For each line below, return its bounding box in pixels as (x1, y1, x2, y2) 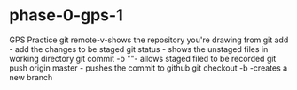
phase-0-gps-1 (9, 5, 123, 26)
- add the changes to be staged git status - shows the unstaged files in (9, 43, 269, 54)
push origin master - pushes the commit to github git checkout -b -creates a (9, 63, 288, 73)
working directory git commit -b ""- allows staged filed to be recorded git (9, 53, 277, 64)
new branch (9, 71, 53, 82)
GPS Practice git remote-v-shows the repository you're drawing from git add (9, 34, 289, 45)
